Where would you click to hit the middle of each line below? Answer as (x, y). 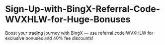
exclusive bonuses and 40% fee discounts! (49, 38)
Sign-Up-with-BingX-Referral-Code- (83, 9)
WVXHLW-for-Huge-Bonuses (68, 19)
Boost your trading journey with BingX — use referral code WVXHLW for (79, 33)
